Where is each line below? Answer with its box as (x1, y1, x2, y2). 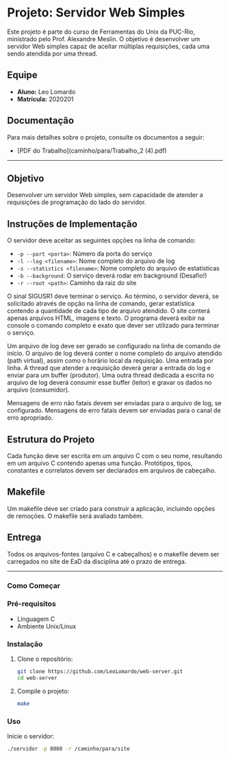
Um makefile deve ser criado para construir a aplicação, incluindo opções (7, 504, 216, 512)
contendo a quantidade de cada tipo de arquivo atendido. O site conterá (7, 307, 210, 315)
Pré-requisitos (7, 599, 56, 609)
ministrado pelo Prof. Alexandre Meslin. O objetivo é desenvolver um (7, 34, 201, 43)
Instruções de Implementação (7, 218, 138, 229)
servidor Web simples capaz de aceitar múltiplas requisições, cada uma (7, 42, 210, 50)
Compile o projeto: (16, 687, 70, 695)
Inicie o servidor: (7, 732, 55, 740)
